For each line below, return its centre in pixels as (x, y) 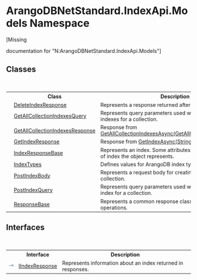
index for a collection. (126, 193)
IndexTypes (28, 164)
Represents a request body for (137, 172)
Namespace (60, 23)
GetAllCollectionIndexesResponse (55, 130)
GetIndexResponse (37, 141)
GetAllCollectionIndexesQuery (50, 116)
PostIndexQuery (33, 190)
